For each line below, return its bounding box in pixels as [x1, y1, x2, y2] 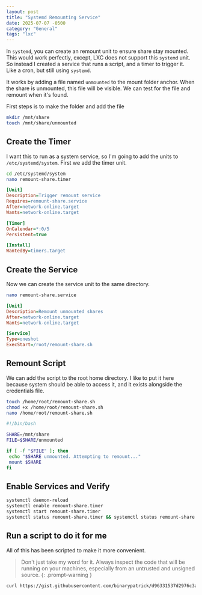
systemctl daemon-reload [6, 497, 69, 504]
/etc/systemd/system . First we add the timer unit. [6, 159, 127, 166]
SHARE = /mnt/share [6, 432, 50, 438]
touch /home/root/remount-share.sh [6, 398, 96, 404]
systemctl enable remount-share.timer [6, 503, 103, 509]
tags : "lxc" [6, 31, 36, 37]
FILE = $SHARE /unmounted [6, 437, 63, 444]
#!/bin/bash [6, 421, 36, 427]
